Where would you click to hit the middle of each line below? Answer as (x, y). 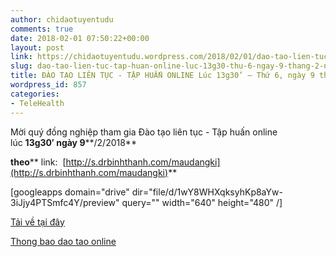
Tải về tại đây (37, 222)
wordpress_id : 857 (48, 85)
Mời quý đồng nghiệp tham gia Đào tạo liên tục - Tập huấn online (144, 132)
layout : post (37, 47)
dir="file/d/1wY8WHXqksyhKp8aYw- (207, 192)
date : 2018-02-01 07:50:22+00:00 (80, 38)
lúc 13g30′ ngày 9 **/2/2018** (73, 142)
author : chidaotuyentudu (62, 19)
